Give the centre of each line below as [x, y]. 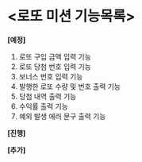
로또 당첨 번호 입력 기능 [55, 66]
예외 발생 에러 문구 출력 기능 [62, 116]
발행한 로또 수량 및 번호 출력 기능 [69, 86]
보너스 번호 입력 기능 [51, 76]
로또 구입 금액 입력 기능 [55, 56]
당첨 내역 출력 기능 [48, 96]
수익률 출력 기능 [43, 106]
